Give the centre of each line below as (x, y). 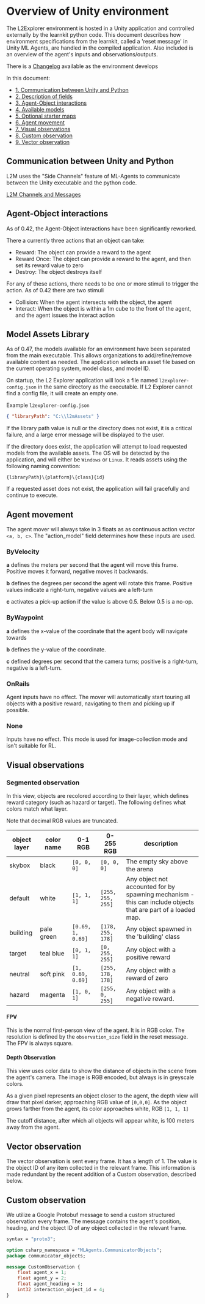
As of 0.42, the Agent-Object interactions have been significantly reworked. (102, 229)
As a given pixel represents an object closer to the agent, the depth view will (102, 1096)
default (20, 898)
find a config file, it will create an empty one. (62, 393)
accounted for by (151, 887)
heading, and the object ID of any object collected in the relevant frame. (97, 1227)
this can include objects (160, 902)
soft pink (52, 974)
